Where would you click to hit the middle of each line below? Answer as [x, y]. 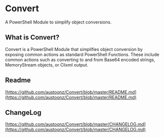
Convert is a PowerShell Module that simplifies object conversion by [74, 49]
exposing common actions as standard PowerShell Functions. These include [82, 54]
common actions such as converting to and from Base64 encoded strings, [80, 60]
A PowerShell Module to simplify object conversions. [58, 22]
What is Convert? [32, 37]
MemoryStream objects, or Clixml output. [47, 65]
